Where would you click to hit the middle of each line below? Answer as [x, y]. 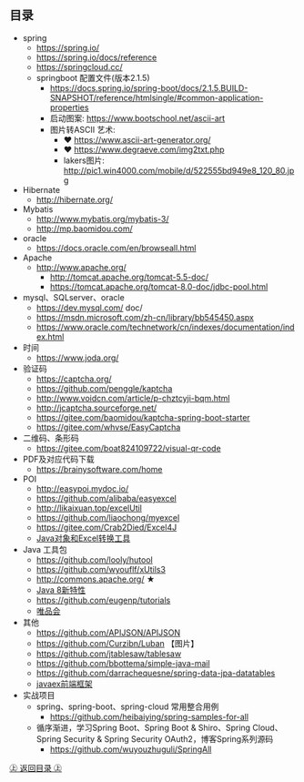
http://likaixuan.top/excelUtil [89, 508]
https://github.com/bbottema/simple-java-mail [123, 663]
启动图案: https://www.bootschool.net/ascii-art [137, 118]
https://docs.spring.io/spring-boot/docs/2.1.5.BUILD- [149, 87]
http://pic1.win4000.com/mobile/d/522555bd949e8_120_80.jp [179, 170]
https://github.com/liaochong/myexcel [108, 517]
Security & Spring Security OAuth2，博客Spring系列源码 [168, 738]
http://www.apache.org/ [81, 267]
